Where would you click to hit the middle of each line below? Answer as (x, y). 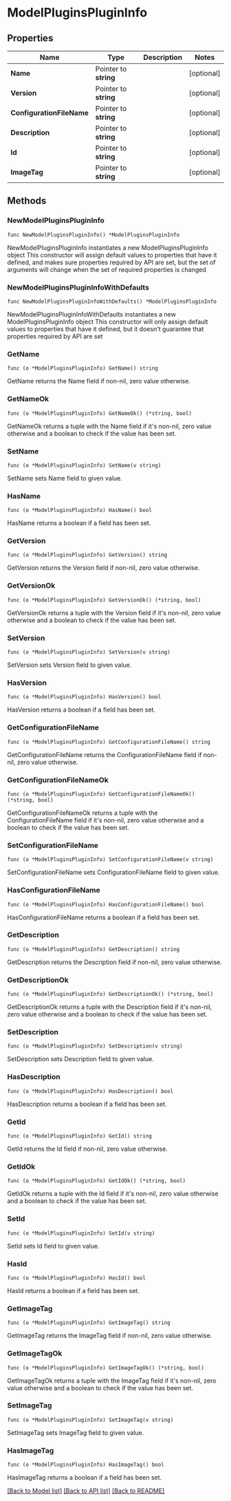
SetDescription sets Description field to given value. (81, 1059)
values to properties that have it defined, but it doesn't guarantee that (106, 329)
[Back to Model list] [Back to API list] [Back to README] (86, 1491)
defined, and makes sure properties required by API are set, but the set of (112, 262)
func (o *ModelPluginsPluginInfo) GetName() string (82, 369)
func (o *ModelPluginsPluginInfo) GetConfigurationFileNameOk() (101, 794)
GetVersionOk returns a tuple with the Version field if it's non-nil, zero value (114, 613)
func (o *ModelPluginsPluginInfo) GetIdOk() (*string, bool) (97, 1181)
